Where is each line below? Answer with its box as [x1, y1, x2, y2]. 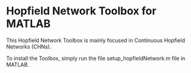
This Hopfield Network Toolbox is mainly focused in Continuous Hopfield [6, 36, 185, 44]
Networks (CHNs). [6, 43, 52, 50]
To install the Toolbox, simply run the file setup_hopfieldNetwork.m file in [6, 54, 186, 62]
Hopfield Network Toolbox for [6, 4, 157, 18]
